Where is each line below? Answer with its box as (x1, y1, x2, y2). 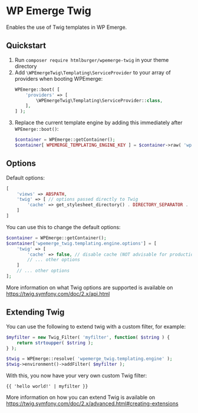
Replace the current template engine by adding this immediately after (14, 119, 183, 126)
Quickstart (6, 41, 47, 51)
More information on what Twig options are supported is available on (6, 284, 173, 291)
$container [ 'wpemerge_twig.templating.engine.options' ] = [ (6, 240, 157, 246)
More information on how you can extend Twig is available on (6, 394, 156, 401)
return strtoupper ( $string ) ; (16, 340, 94, 346)
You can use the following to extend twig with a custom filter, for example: (6, 323, 186, 330)
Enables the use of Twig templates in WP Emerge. (6, 24, 127, 31)
